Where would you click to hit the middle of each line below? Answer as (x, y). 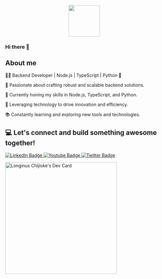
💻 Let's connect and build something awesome (81, 133)
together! (20, 143)
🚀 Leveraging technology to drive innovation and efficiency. (67, 104)
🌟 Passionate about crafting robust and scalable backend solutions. (75, 85)
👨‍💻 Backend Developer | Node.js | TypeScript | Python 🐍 (63, 75)
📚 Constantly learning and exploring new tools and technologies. (73, 114)
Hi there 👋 (18, 47)
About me (21, 63)
